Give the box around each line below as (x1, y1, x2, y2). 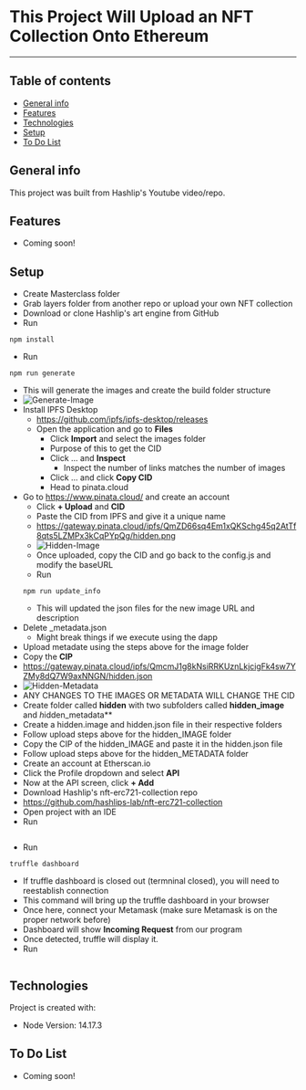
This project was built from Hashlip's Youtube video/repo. (9, 187, 226, 198)
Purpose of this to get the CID (49, 443, 162, 454)
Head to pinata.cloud (49, 482, 129, 493)
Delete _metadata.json (22, 623, 107, 634)
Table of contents (9, 73, 111, 89)
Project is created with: (9, 1002, 97, 1012)
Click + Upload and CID (36, 501, 126, 512)
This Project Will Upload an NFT (9, 6, 254, 27)
